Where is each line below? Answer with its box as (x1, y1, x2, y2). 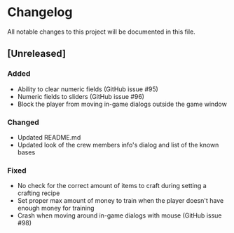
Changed (7, 117, 40, 127)
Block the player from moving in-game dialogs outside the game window (17, 100, 228, 108)
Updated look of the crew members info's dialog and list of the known (17, 140, 219, 149)
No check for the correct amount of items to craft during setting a (17, 182, 207, 190)
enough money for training (17, 204, 95, 213)
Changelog (7, 4, 73, 20)
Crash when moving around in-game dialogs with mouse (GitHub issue (17, 211, 222, 220)
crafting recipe (17, 189, 60, 197)
